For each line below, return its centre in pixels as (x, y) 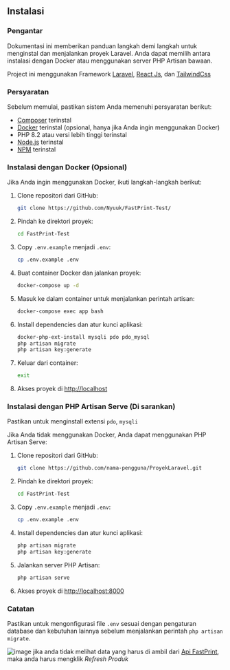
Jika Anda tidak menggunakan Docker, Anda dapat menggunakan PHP (107, 435)
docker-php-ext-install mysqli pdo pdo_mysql (83, 337)
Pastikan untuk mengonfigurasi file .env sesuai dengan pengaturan (102, 624)
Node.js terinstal (40, 142)
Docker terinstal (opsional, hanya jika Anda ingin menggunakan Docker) (118, 127)
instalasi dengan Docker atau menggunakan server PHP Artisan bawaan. (110, 61)
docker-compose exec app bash (60, 311)
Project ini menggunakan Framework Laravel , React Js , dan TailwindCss (109, 74)
